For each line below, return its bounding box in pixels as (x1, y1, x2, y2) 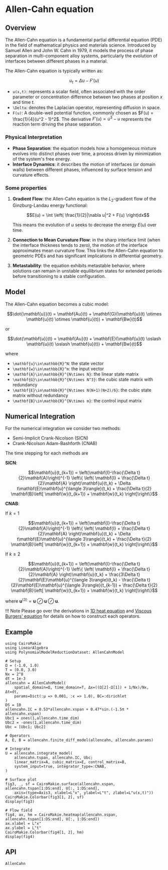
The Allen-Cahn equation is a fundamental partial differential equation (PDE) (5, 37, 162, 43)
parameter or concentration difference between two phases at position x (12, 94, 163, 100)
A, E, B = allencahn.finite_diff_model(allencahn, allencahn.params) (5, 738, 154, 743)
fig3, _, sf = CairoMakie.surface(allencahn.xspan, (5, 781, 115, 786)
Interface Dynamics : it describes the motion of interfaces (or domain (12, 161, 156, 167)
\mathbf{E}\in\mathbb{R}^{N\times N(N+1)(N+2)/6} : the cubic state (12, 387, 151, 393)
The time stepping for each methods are (5, 450, 89, 456)
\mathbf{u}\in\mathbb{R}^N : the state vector (12, 360, 104, 366)
